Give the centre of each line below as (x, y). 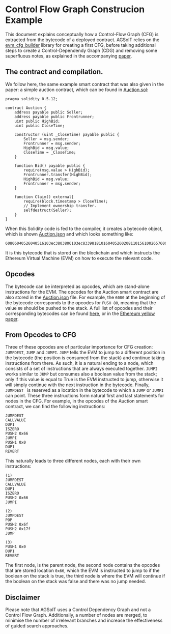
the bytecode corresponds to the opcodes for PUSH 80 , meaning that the (81, 302)
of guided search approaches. (37, 626)
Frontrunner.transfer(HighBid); (58, 175)
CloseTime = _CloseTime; (50, 152)
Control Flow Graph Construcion (75, 9)
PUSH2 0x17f (18, 529)
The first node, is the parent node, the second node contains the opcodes (83, 565)
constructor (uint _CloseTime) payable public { (67, 134)
